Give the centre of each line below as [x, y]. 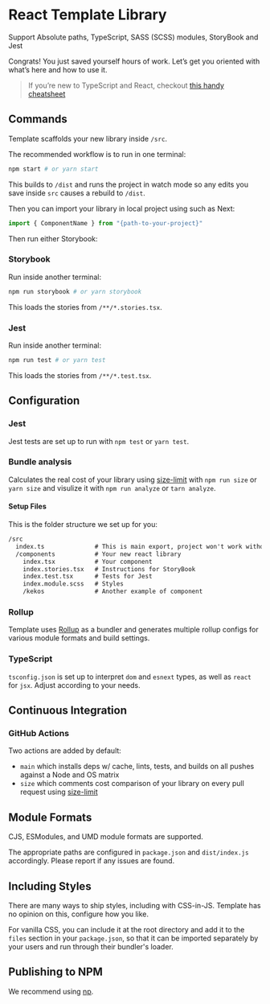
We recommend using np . [51, 991]
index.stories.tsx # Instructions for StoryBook [109, 569]
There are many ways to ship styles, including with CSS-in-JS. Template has [135, 905]
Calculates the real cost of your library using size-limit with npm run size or [133, 479]
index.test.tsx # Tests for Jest [88, 577]
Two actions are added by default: [65, 751]
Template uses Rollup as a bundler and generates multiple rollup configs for [133, 630]
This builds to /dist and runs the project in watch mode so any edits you [129, 184]
